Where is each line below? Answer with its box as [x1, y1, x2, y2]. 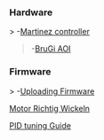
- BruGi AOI [30, 43, 71, 54]
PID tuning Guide [9, 120, 71, 130]
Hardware [9, 6, 53, 19]
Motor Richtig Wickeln [9, 103, 91, 113]
